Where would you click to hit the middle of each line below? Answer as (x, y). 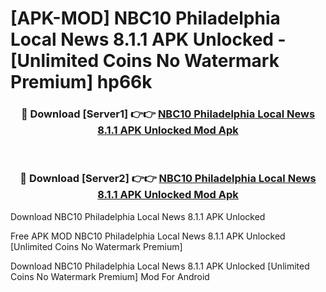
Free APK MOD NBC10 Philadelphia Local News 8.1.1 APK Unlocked (148, 236)
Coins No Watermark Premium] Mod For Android (110, 276)
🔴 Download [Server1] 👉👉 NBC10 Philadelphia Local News (168, 114)
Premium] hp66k (81, 82)
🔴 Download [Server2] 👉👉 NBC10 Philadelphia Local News (168, 179)
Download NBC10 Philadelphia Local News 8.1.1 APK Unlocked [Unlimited (160, 266)
